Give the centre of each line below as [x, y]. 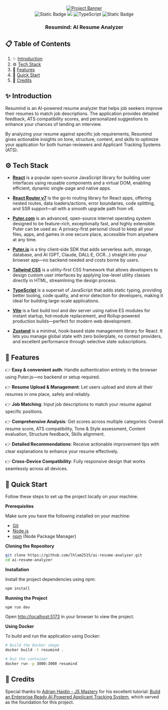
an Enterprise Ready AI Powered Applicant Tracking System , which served [82, 696]
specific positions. [24, 411]
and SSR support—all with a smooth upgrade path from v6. [73, 209]
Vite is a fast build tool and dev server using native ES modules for [81, 311]
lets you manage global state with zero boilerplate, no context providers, [87, 336]
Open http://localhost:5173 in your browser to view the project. [70, 617]
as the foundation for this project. [40, 702]
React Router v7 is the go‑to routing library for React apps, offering [82, 198]
